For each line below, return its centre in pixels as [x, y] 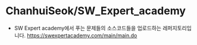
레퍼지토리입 [177, 28]
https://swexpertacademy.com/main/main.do [82, 35]
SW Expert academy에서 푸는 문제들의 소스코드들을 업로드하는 [88, 28]
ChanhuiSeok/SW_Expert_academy [96, 11]
